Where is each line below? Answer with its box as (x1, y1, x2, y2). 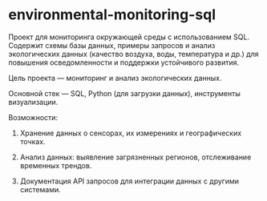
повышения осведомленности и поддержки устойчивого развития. (8, 58, 240, 67)
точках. (19, 136, 46, 146)
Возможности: (8, 112, 59, 122)
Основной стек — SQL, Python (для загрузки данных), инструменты (8, 88, 241, 98)
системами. (19, 184, 62, 194)
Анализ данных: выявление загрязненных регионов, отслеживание (19, 152, 252, 162)
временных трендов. (19, 160, 92, 170)
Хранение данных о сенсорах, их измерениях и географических (19, 128, 242, 138)
